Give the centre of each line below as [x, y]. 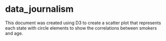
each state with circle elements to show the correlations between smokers [81, 28]
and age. [14, 33]
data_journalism [39, 9]
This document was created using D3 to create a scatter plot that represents [83, 23]
